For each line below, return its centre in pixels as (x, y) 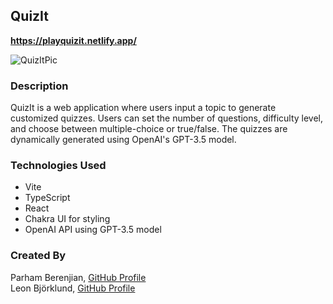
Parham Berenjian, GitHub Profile (78, 277)
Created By (38, 256)
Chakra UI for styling (67, 219)
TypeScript (47, 198)
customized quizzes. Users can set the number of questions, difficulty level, (167, 118)
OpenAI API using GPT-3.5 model (93, 230)
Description (39, 86)
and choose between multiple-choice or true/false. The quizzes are (149, 129)
